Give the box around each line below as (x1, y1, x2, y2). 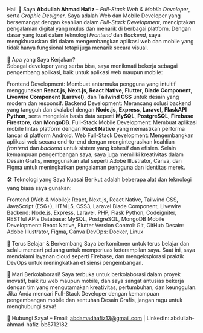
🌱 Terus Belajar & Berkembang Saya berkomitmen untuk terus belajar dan (7, 240, 190, 247)
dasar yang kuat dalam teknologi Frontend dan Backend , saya (7, 31, 161, 39)
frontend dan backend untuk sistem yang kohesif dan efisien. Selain (7, 145, 176, 151)
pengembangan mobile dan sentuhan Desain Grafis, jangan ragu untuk (7, 296, 183, 303)
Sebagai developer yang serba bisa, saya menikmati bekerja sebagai (7, 62, 178, 69)
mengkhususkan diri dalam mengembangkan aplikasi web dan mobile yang (7, 38, 194, 45)
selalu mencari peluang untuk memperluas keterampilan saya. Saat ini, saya (7, 246, 196, 253)
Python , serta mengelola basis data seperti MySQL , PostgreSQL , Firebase (7, 112, 194, 119)
